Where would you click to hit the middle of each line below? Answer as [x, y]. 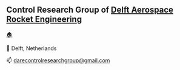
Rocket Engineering [44, 20]
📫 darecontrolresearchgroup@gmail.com [58, 60]
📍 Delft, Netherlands [32, 48]
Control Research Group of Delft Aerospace [90, 10]
